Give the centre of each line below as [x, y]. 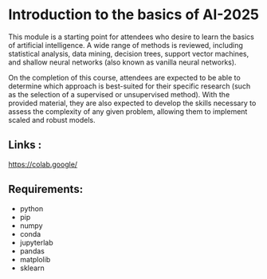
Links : [25, 145]
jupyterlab [36, 242]
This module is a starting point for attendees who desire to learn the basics [132, 37]
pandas [32, 251]
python [31, 208]
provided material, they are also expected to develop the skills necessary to [132, 103]
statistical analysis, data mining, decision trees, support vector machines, [129, 53]
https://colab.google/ [43, 164]
